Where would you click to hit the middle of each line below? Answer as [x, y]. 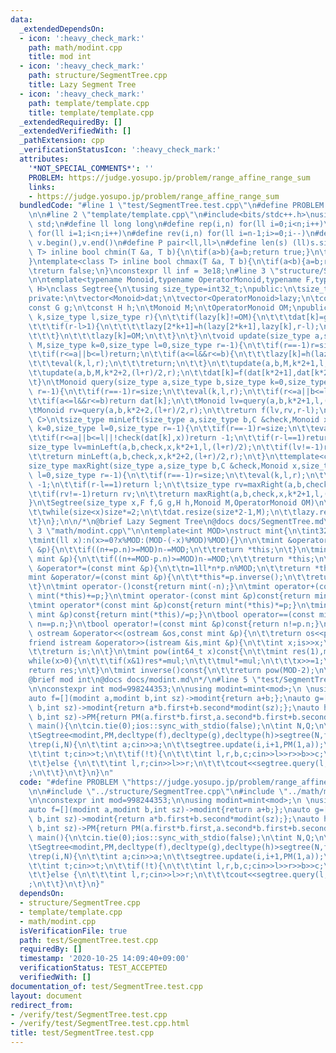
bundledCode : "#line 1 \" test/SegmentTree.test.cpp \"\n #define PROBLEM [172, 206]
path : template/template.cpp [89, 103]
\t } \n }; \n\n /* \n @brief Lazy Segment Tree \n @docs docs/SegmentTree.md [176, 522]
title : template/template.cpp [91, 112]
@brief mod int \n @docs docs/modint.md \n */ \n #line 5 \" [145, 680]
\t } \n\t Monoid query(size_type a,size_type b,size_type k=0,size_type [178, 382]
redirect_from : [42, 1005]
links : [42, 187]
